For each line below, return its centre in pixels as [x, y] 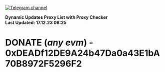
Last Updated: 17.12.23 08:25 [36, 23]
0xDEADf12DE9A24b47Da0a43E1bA [82, 53]
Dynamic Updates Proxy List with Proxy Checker [56, 17]
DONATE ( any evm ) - [49, 43]
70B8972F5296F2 [43, 64]
